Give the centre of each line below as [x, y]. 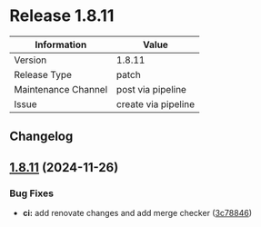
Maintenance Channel [61, 89]
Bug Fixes [32, 193]
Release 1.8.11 [62, 16]
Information [61, 44]
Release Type [43, 74]
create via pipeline [156, 104]
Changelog [41, 137]
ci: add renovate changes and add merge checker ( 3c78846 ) [137, 213]
